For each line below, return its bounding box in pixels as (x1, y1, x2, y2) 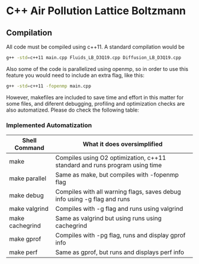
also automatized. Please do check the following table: (6, 106, 139, 113)
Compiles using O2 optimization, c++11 (55, 154, 166, 162)
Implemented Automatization (6, 121, 92, 129)
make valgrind (9, 205, 49, 213)
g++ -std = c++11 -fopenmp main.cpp (6, 83, 92, 89)
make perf (9, 248, 38, 256)
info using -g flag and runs (55, 195, 130, 203)
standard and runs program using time (55, 161, 162, 170)
